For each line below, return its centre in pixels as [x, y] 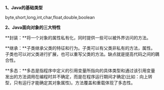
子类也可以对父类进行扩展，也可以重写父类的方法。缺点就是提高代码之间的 [80, 54]
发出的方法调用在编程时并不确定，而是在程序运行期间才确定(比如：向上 [77, 77]
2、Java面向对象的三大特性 [33, 27]
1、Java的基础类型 [24, 8]
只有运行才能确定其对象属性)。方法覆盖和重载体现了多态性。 [74, 83]
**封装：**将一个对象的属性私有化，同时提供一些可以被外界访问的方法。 [78, 38]
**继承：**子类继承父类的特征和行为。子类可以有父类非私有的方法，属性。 [80, 48]
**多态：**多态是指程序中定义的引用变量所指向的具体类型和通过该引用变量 [80, 71]
